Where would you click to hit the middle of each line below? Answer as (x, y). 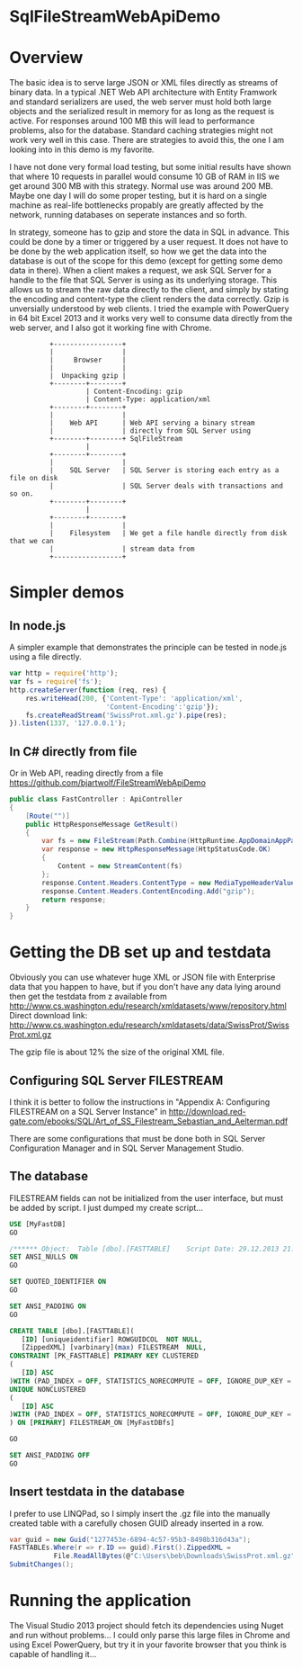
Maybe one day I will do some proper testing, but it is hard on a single (138, 196)
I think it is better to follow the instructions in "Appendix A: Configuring (140, 1102)
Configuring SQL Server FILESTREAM (116, 1080)
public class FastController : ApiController (96, 799)
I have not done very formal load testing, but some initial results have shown (151, 167)
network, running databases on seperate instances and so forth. (128, 215)
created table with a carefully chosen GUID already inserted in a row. (137, 1523)
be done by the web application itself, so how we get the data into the (138, 251)
